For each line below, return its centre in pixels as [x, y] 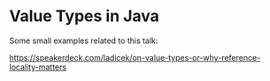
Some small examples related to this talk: [84, 40]
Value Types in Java [84, 16]
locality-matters [38, 67]
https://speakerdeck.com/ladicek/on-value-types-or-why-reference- [135, 57]
